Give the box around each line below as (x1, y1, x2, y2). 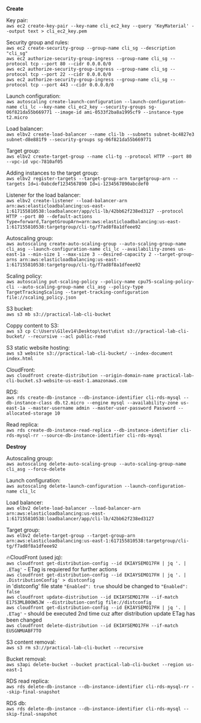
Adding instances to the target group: (6, 169, 99, 176)
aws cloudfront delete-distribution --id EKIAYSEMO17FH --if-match (6, 623, 179, 629)
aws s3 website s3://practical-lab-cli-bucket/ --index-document (6, 350, 173, 356)
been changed (6, 616, 42, 623)
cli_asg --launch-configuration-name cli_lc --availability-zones (6, 246, 176, 252)
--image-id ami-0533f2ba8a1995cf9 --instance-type (54, 109, 184, 115)
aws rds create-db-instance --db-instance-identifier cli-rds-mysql (6, 395, 181, 401)
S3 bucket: (6, 305, 33, 312)
